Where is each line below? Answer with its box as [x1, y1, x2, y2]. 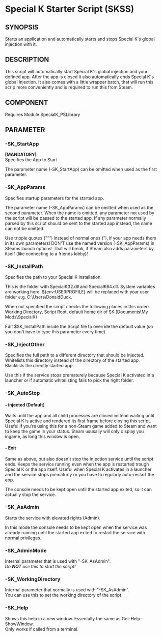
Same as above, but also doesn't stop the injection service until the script [5, 456, 154, 462]
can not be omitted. [5, 225, 45, 232]
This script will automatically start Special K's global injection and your [5, 68, 148, 74]
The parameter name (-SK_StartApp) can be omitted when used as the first [5, 166, 157, 173]
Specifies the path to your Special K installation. [5, 274, 102, 280]
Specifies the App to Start [5, 157, 57, 163]
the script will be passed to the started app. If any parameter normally [5, 215, 146, 221]
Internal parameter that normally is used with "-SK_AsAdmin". [5, 587, 130, 593]
